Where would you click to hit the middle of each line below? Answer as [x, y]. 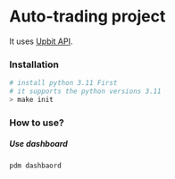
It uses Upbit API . [41, 41]
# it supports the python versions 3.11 [86, 91]
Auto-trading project [87, 17]
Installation [34, 64]
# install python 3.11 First [63, 83]
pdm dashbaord [36, 166]
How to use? [37, 123]
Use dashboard [39, 144]
